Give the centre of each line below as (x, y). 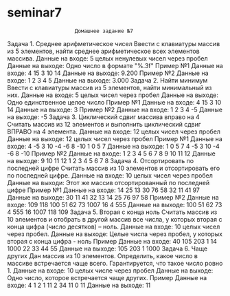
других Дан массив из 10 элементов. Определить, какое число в (102, 255)
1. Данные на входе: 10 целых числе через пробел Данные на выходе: (110, 271)
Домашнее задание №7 (104, 31)
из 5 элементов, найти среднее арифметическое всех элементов (104, 51)
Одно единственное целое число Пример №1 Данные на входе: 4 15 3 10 (114, 102)
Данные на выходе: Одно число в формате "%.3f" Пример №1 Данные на (115, 65)
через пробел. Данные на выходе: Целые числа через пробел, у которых (115, 234)
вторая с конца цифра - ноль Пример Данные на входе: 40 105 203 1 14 (112, 241)
